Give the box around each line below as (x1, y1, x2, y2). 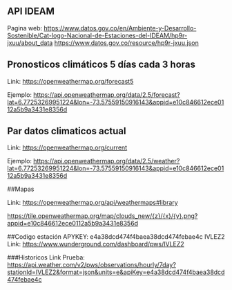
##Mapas (7, 185, 35, 193)
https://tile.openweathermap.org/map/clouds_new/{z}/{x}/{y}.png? (7, 212, 198, 220)
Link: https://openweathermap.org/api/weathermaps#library (7, 199, 178, 207)
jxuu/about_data (7, 38, 53, 47)
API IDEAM (7, 6, 55, 17)
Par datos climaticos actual (7, 125, 126, 137)
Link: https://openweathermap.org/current (7, 143, 128, 152)
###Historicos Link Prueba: (7, 253, 85, 262)
